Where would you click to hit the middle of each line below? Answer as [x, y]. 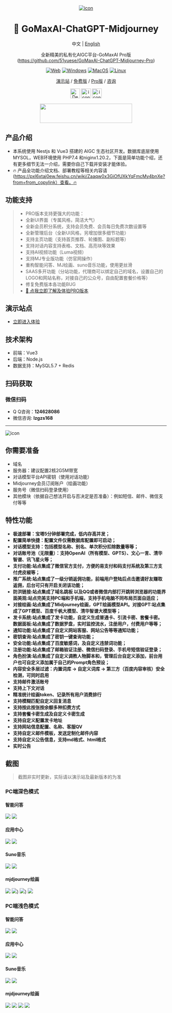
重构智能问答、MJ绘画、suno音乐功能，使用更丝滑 [79, 265]
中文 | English [86, 44]
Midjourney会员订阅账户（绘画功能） [51, 483]
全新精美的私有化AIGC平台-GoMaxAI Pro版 [86, 55]
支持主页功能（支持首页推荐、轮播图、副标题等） [77, 239]
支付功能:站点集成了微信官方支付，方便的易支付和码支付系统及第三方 [85, 566]
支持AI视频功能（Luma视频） [56, 252]
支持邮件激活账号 [31, 682]
